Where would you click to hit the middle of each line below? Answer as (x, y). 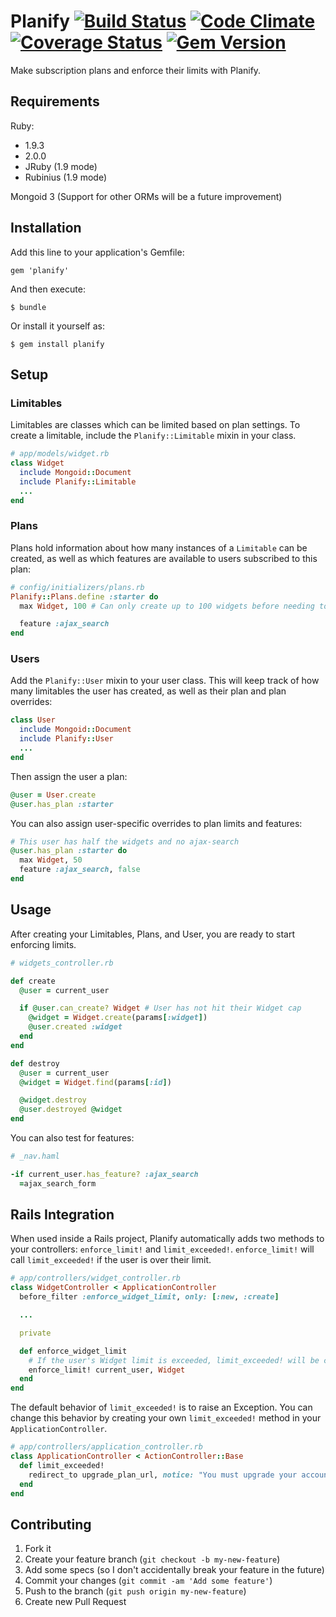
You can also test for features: (72, 1138)
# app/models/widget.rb (60, 454)
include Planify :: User (66, 739)
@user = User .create (53, 795)
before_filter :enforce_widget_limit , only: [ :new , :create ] (149, 1297)
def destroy (35, 1063)
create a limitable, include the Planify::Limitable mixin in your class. (153, 436)
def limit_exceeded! (62, 1465)
